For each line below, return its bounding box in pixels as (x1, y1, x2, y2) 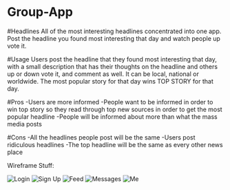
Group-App (7, 4, 74, 20)
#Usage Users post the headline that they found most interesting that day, (7, 55, 217, 63)
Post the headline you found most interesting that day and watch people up (7, 34, 220, 42)
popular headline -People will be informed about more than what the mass (7, 112, 218, 121)
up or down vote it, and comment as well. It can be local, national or (7, 70, 200, 78)
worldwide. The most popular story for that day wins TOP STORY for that (7, 77, 213, 85)
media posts (7, 120, 43, 128)
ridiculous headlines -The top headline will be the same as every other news (7, 140, 223, 149)
